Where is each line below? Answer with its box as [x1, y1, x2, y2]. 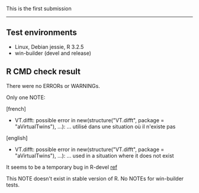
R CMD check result [6, 67, 81, 77]
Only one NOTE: [6, 94, 46, 101]
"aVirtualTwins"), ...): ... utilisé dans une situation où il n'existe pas [14, 123, 176, 130]
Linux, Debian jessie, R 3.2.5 [14, 43, 84, 50]
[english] [6, 134, 28, 141]
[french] [6, 105, 27, 112]
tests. [6, 181, 20, 188]
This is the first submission [6, 5, 72, 12]
